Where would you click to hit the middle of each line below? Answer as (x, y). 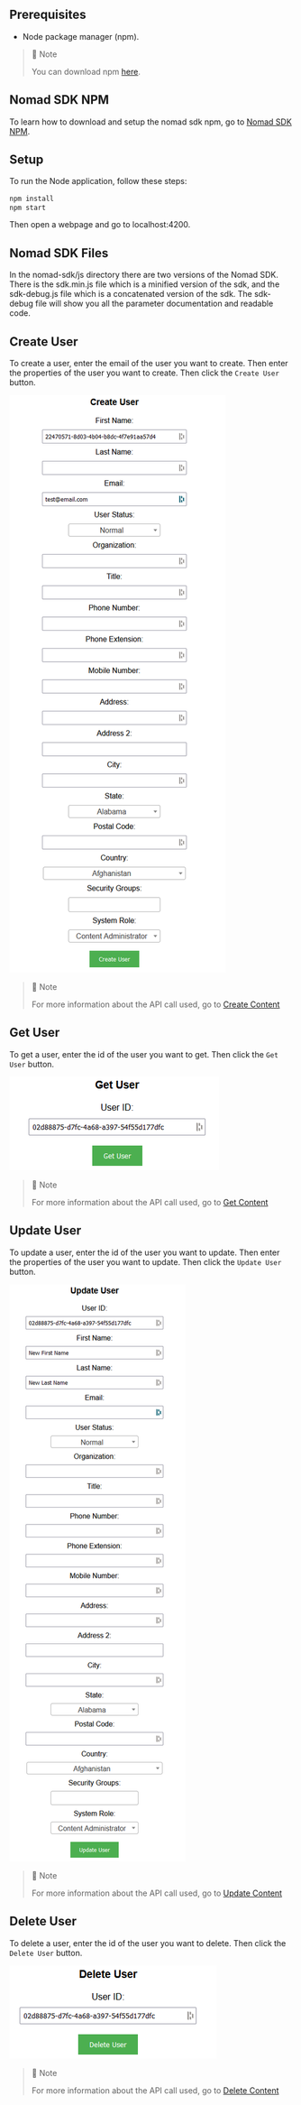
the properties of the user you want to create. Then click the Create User (144, 373)
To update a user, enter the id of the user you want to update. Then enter (145, 1252)
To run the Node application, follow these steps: (98, 181)
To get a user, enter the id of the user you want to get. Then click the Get (144, 1054)
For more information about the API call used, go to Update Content (156, 1893)
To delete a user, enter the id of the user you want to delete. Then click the (148, 1943)
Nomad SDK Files (59, 253)
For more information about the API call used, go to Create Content (155, 1004)
